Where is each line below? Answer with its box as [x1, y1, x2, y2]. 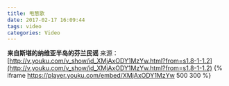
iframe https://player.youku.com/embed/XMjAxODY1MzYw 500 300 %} [7, 72, 212, 80]
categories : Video [7, 29, 60, 36]
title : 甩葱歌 [7, 10, 45, 17]
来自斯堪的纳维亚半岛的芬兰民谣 [7, 49, 99, 57]
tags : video [7, 23, 42, 30]
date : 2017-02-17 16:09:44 [7, 17, 85, 23]
